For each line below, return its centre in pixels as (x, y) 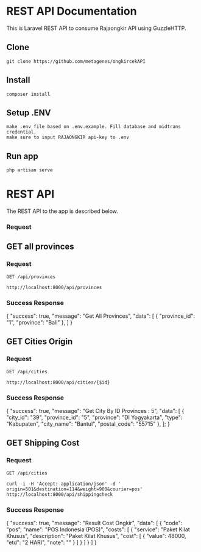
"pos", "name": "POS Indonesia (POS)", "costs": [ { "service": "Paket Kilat (98, 529)
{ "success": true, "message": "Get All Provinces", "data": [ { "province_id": (100, 316)
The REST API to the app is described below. (62, 211)
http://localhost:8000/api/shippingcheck (60, 494)
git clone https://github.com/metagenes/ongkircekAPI (76, 61)
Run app (22, 156)
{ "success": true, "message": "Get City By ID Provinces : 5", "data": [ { (95, 411)
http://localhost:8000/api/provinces (54, 287)
